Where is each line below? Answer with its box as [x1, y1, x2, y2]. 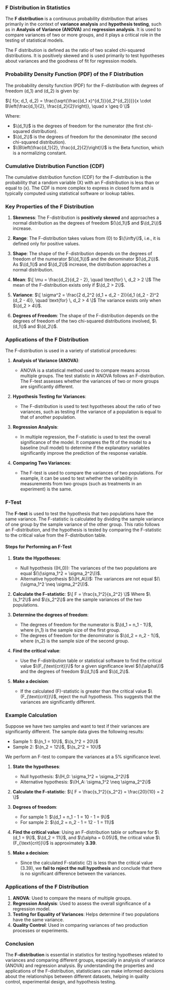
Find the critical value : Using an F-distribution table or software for [12, 829, 154, 835]
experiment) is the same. [20, 486, 73, 492]
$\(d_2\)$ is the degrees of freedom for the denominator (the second [12, 133, 157, 140]
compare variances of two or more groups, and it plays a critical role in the [5, 32, 161, 38]
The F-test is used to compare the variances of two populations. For [20, 470, 163, 476]
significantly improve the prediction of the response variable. [20, 450, 148, 456]
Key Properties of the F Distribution [5, 203, 94, 210]
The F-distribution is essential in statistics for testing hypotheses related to [5, 951, 163, 957]
